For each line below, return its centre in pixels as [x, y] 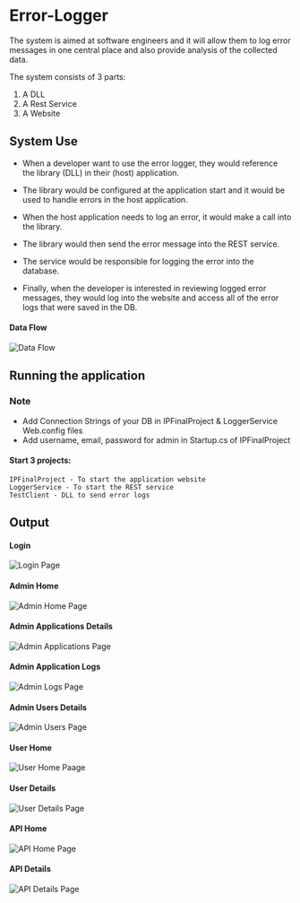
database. [41, 271]
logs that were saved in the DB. [80, 307]
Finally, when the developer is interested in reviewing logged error [144, 288]
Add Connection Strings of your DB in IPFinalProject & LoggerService [150, 421]
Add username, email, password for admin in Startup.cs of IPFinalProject [156, 439]
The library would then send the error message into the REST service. [151, 244]
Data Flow [28, 327]
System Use [43, 141]
